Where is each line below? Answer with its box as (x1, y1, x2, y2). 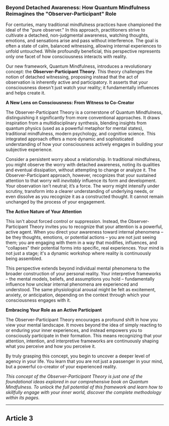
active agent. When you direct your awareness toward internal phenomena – (6, 229, 163, 235)
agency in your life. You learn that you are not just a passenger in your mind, (6, 358, 163, 364)
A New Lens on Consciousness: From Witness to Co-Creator (6, 100, 134, 106)
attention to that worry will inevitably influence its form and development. (6, 177, 157, 184)
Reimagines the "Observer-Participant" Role (6, 10, 117, 17)
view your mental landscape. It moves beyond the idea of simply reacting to (6, 322, 162, 328)
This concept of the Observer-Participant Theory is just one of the (6, 373, 143, 379)
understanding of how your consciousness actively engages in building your (6, 141, 163, 147)
